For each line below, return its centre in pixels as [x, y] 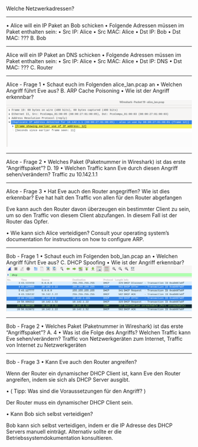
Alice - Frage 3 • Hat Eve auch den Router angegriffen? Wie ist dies [88, 191]
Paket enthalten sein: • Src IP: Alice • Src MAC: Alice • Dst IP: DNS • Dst [94, 61]
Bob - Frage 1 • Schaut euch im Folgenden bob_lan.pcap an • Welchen [92, 256]
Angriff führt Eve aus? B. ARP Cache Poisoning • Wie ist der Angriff [88, 91]
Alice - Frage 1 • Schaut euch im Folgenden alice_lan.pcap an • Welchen [94, 84]
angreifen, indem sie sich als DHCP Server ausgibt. [68, 379]
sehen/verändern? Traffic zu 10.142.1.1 [52, 174]
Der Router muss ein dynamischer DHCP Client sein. [70, 402]
